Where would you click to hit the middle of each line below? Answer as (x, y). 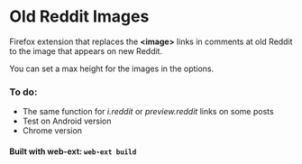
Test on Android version (67, 121)
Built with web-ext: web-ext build (73, 151)
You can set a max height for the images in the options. (112, 68)
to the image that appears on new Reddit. (86, 50)
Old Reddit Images (79, 17)
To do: (23, 92)
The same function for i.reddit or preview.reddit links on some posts (148, 112)
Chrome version (52, 131)
